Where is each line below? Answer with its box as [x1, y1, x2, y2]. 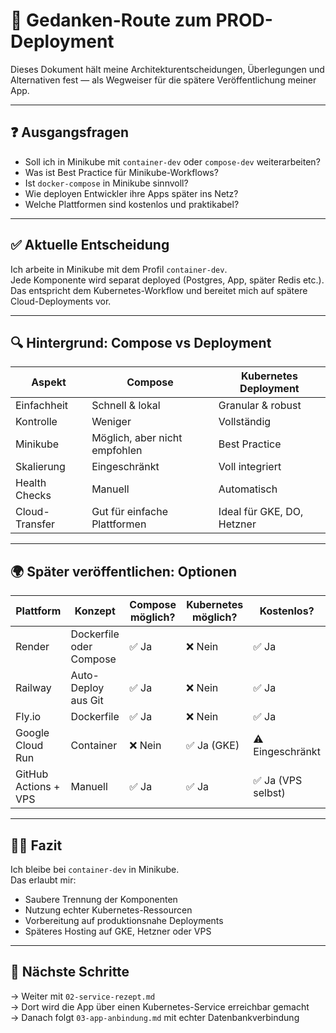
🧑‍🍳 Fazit [10, 837, 63, 854]
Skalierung [15, 460, 66, 474]
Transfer [15, 517, 56, 531]
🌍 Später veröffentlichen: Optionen [10, 563, 238, 580]
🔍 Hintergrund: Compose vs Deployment [10, 334, 272, 351]
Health [15, 476, 47, 490]
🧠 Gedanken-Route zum [10, 9, 212, 32]
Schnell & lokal [91, 399, 161, 413]
